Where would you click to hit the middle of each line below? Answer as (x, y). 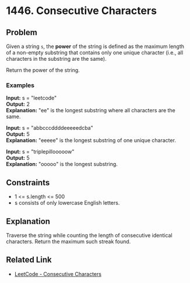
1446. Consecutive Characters (82, 11)
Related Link (29, 260)
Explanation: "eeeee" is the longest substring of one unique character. (91, 140)
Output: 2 (18, 104)
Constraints (28, 182)
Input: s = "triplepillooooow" (40, 152)
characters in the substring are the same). (56, 59)
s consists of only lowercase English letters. (67, 203)
